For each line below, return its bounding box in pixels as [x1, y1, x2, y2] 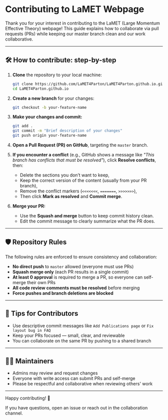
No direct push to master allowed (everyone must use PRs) [12, 263, 134, 269]
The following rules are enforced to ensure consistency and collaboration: [5, 254, 157, 260]
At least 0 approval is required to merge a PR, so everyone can [12, 274, 143, 280]
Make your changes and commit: [12, 114, 82, 120]
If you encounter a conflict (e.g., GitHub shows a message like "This [12, 152, 154, 157]
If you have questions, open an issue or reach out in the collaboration [5, 405, 148, 411]
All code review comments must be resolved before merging [12, 285, 140, 291]
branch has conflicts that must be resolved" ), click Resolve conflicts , [12, 157, 156, 163]
